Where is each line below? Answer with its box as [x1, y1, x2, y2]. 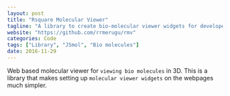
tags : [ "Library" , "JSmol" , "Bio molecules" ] [7, 42, 139, 48]
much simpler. [7, 81, 47, 89]
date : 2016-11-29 [7, 48, 57, 55]
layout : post [7, 10, 44, 17]
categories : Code [7, 35, 57, 42]
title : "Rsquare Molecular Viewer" [7, 16, 109, 23]
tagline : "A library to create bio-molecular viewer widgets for [7, 22, 197, 29]
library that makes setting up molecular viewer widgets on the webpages [7, 74, 214, 82]
